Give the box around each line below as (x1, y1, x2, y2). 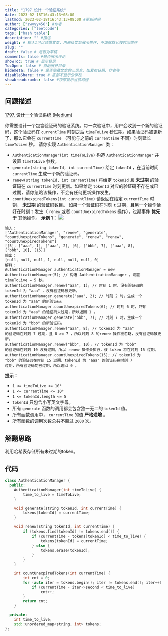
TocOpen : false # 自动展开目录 (5, 63, 66, 68)
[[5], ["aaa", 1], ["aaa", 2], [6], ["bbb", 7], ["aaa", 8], (5, 243, 135, 248)
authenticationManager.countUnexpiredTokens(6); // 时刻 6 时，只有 (5, 304, 146, 309)
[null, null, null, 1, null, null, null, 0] (5, 257, 99, 262)
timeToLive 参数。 (22, 158, 60, 164)
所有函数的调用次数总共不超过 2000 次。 (12, 418, 94, 424)
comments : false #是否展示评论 (5, 54, 66, 59)
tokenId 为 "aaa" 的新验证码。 (5, 299, 65, 304)
